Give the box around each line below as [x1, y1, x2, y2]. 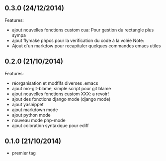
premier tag [11, 150, 36, 156]
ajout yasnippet [11, 101, 44, 107]
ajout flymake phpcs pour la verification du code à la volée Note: [11, 37, 145, 43]
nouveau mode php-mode [11, 117, 66, 123]
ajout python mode [11, 112, 51, 118]
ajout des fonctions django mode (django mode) [11, 96, 111, 102]
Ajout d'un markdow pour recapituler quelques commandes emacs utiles [11, 42, 161, 49]
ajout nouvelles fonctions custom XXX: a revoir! [11, 91, 109, 97]
